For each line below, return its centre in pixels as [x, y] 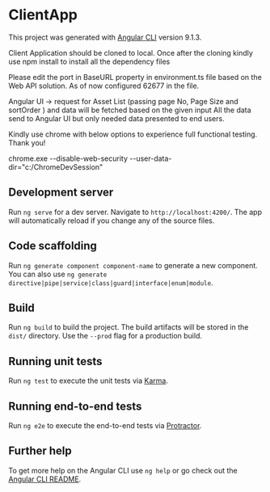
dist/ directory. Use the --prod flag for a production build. [105, 336]
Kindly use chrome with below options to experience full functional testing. [133, 134]
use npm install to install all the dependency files [89, 61]
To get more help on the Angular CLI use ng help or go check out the [123, 470]
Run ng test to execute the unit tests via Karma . [88, 381]
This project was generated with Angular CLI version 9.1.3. [105, 37]
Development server [61, 193]
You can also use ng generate [58, 274]
